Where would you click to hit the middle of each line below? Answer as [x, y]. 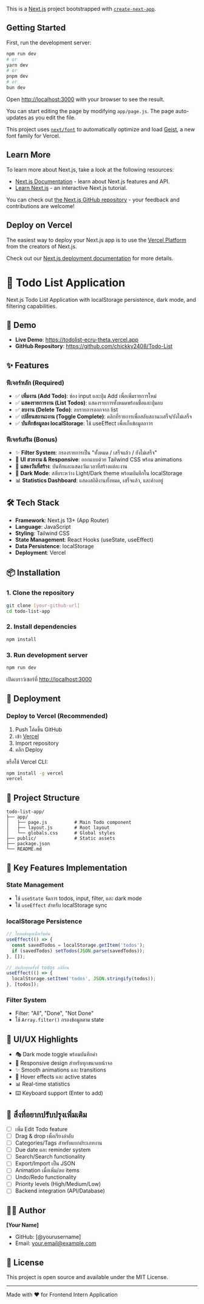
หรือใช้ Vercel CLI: [27, 762]
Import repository [37, 743]
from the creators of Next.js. [42, 246]
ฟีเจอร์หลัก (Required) [36, 383]
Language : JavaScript [43, 527]
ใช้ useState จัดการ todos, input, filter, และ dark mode [78, 898]
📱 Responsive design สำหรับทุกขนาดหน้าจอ [64, 1063]
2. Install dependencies [42, 627]
